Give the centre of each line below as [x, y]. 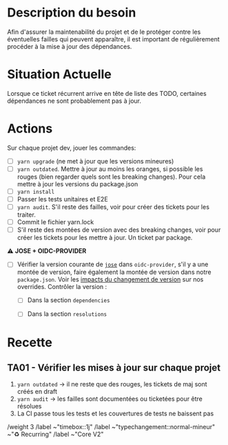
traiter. [26, 215]
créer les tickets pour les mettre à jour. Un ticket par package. [105, 238]
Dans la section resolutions [67, 314]
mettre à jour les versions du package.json [77, 184]
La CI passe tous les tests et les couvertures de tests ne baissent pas [115, 414]
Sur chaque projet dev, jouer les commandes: [72, 148]
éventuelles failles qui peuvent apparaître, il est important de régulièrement [114, 39]
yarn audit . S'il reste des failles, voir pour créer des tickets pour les [113, 207]
